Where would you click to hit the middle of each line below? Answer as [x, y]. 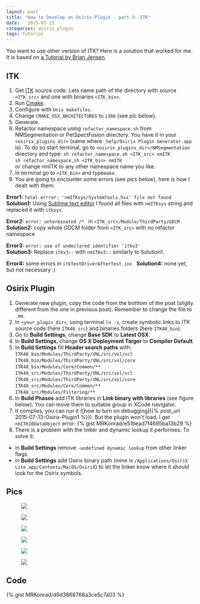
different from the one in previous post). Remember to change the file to [103, 309]
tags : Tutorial [25, 34]
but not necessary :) [31, 270]
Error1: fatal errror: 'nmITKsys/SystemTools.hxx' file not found [89, 197]
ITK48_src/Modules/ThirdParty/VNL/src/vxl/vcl [74, 373]
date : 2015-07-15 [30, 23]
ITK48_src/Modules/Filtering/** [55, 392]
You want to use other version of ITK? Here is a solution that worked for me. [99, 51]
